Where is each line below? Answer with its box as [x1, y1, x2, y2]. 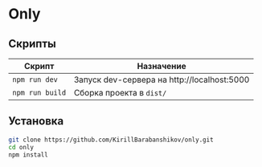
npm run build [12, 88, 67, 97]
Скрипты [8, 37, 56, 51]
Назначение [137, 61, 186, 71]
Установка [8, 114, 64, 128]
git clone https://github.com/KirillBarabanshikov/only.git [8, 136, 215, 144]
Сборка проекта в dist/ [73, 88, 167, 98]
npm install [8, 150, 48, 159]
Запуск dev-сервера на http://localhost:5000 [73, 74, 250, 85]
